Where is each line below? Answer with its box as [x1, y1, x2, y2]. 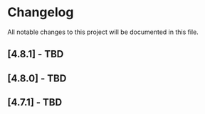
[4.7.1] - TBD [7, 96, 63, 108]
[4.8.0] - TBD [7, 72, 67, 84]
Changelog [7, 4, 74, 21]
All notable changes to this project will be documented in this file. [7, 28, 199, 36]
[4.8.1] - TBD [7, 48, 64, 60]
